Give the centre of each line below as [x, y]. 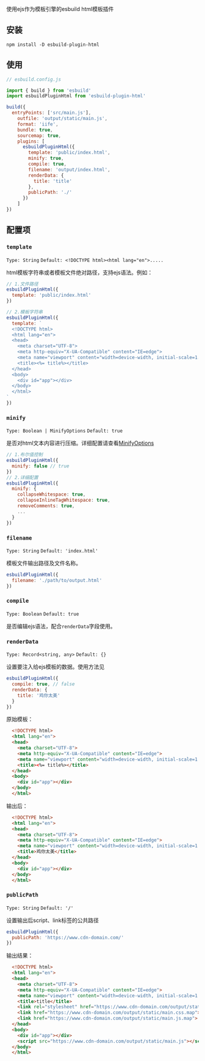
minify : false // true [41, 466]
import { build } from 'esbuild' [49, 91]
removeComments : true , [46, 506]
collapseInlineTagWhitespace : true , [64, 501]
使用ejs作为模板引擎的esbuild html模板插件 [60, 9]
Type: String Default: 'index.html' [52, 551]
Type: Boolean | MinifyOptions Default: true [65, 431]
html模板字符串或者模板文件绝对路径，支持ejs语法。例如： [80, 272]
